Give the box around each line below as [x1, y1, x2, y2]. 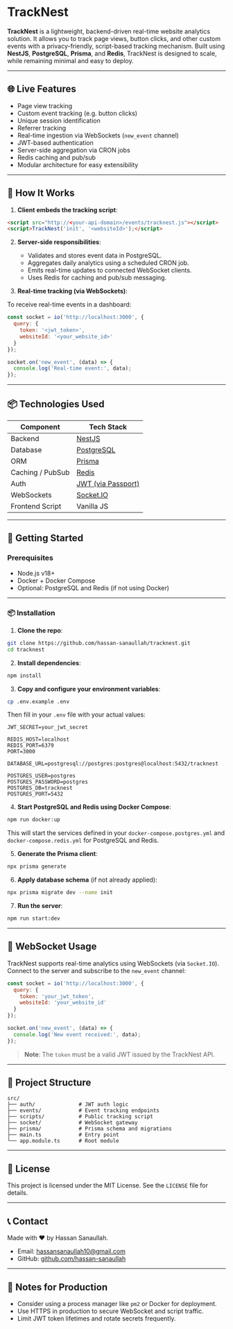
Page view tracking [17, 101, 73, 110]
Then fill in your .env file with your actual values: [7, 710, 146, 719]
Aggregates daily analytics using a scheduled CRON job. [27, 259, 189, 267]
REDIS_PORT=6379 [7, 742, 54, 749]
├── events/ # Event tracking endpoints [7, 1107, 159, 1114]
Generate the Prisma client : [17, 850, 98, 858]
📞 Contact [7, 1215, 49, 1227]
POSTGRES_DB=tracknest [7, 784, 73, 791]
